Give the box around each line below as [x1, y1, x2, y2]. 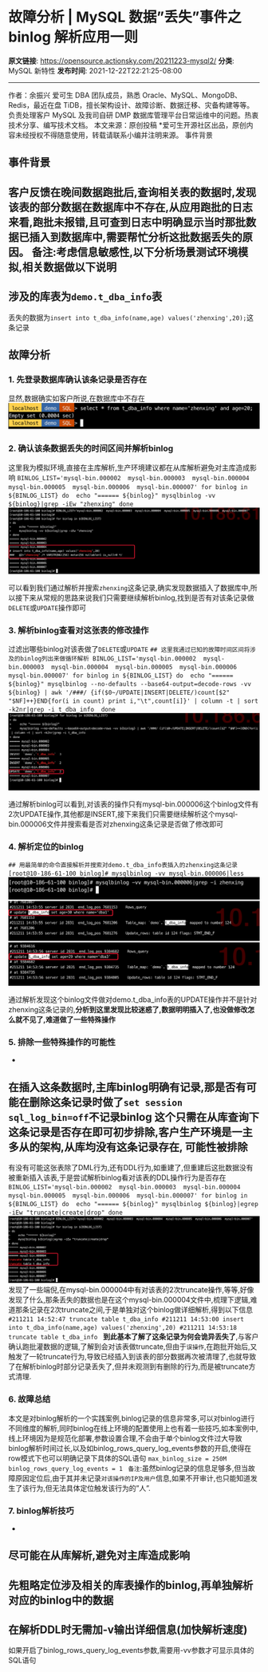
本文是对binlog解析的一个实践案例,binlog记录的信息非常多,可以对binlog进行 [8, 1414, 255, 1423]
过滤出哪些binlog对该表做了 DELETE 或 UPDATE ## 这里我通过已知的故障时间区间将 [8, 644, 250, 653]
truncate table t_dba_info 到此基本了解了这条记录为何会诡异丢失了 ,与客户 [8, 1332, 259, 1342]
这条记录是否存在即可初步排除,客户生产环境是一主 [8, 1125, 254, 1138]
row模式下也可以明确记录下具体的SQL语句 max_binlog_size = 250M [8, 1453, 227, 1463]
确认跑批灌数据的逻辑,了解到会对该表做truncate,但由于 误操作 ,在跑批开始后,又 [8, 1342, 258, 1351]
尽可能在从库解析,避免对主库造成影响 [8, 1549, 191, 1563]
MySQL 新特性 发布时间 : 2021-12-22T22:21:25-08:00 [8, 65, 183, 75]
